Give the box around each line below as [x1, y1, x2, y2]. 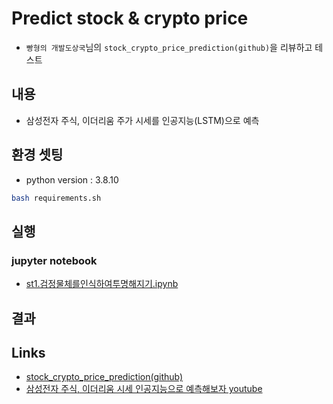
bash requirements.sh [11, 193, 102, 203]
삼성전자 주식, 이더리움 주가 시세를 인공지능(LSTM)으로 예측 [25, 114, 260, 126]
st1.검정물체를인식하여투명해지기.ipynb [25, 278, 179, 290]
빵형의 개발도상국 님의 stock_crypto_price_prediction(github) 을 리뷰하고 [25, 41, 313, 53]
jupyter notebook [11, 253, 98, 267]
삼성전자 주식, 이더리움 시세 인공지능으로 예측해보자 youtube [25, 383, 263, 395]
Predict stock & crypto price [11, 7, 249, 30]
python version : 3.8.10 [25, 173, 119, 186]
